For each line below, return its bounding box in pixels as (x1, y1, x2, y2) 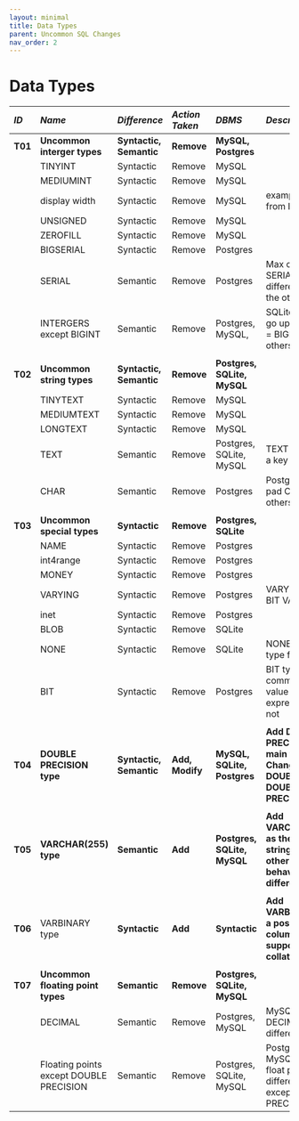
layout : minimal (9, 12, 69, 22)
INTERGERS (39, 317, 91, 329)
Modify (172, 765, 203, 777)
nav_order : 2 (9, 37, 58, 47)
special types (39, 525, 100, 538)
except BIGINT (39, 329, 101, 341)
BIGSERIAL (39, 244, 86, 256)
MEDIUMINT (39, 175, 93, 187)
